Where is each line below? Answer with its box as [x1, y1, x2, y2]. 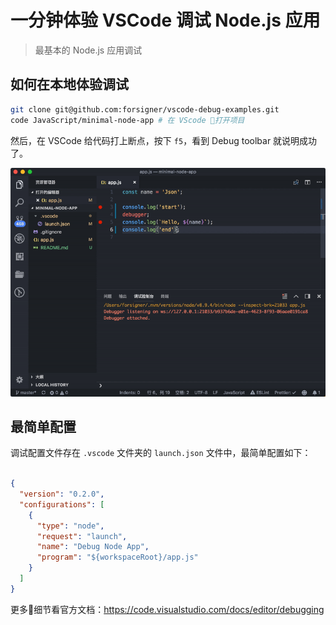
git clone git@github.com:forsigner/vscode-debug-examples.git [10, 104, 280, 115]
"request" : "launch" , [36, 531, 128, 541]
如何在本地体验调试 [10, 76, 129, 93]
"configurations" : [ [19, 499, 105, 510]
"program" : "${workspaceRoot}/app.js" [36, 552, 199, 563]
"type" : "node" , [36, 521, 105, 531]
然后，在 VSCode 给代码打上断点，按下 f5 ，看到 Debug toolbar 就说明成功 [10, 134, 318, 146]
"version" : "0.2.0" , [19, 489, 105, 500]
